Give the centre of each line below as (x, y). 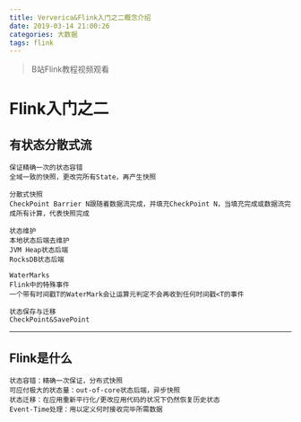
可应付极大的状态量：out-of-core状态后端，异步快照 (95, 391)
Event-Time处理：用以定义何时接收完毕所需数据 (86, 409)
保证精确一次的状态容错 (46, 168)
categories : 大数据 (43, 34)
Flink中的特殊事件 (39, 285)
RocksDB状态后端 (37, 260)
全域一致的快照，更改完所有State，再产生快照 (83, 177)
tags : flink (31, 43)
